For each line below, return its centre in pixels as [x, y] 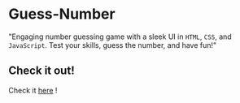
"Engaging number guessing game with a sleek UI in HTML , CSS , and [120, 36]
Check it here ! [33, 90]
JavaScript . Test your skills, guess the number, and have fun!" [113, 45]
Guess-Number [62, 14]
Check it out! [41, 71]
